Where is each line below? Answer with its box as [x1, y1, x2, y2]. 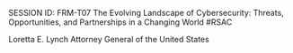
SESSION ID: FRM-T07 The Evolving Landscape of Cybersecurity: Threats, [8, 8, 284, 18]
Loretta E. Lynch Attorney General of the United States [8, 34, 210, 44]
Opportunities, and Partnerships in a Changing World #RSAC [8, 17, 233, 27]
